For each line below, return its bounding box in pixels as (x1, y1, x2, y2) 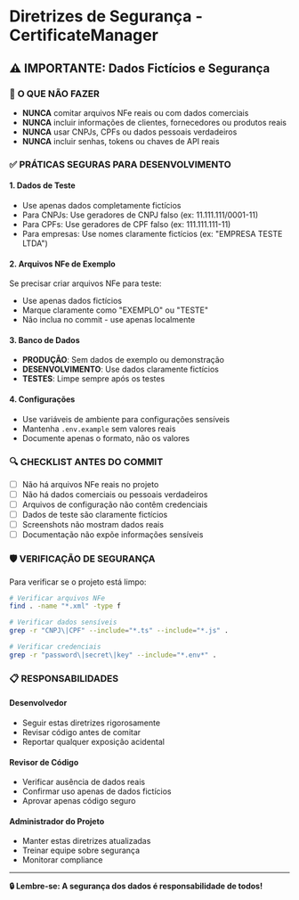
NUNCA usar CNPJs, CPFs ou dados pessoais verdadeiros (21, 127, 238, 137)
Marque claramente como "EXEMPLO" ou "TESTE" (21, 305, 209, 315)
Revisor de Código (9, 757, 79, 767)
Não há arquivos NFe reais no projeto (21, 479, 159, 489)
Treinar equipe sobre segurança (21, 845, 141, 856)
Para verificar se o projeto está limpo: (9, 577, 147, 587)
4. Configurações (9, 394, 76, 405)
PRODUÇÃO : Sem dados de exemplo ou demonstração (21, 355, 225, 365)
